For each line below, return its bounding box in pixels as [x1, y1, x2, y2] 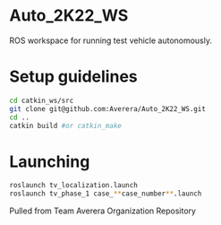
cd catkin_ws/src [9, 96, 74, 105]
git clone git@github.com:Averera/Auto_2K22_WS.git [9, 104, 206, 113]
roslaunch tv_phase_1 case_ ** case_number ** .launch [9, 189, 202, 198]
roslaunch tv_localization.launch [9, 181, 139, 190]
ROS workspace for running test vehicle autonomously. [9, 35, 213, 46]
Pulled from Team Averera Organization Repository [9, 205, 197, 216]
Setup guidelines [9, 66, 138, 87]
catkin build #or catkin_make [9, 121, 123, 130]
